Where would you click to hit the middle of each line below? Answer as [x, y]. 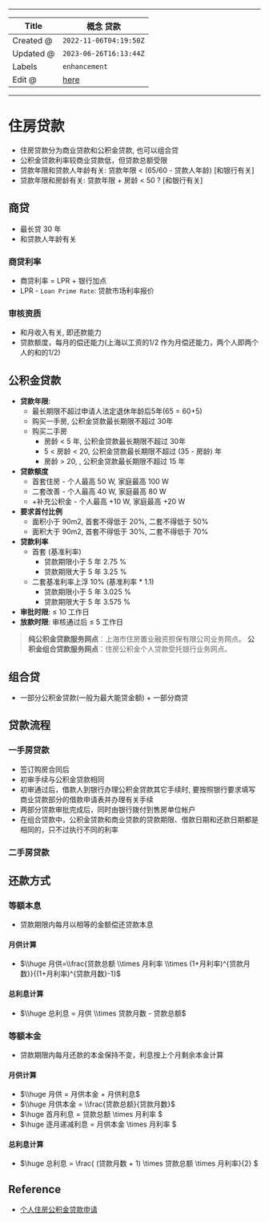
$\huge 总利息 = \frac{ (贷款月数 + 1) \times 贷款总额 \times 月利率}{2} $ [139, 1163]
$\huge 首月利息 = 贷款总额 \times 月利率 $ [91, 1114]
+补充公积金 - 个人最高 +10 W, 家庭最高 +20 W [108, 502]
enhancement [85, 66]
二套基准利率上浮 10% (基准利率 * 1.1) [93, 582]
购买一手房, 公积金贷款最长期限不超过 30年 [102, 422]
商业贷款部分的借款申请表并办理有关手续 [86, 799]
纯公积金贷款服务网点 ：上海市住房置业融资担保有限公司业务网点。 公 [141, 639]
